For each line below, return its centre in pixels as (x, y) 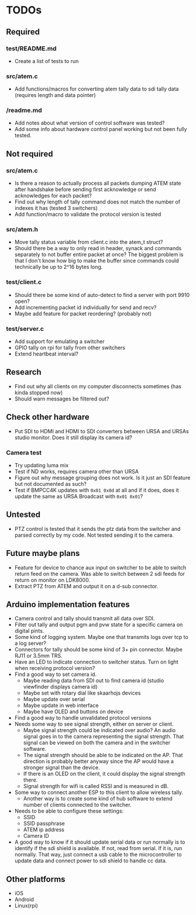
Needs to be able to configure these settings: (69, 811)
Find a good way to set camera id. (56, 674)
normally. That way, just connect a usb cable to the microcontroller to (98, 855)
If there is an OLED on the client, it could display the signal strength (104, 774)
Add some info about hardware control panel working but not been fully (101, 129)
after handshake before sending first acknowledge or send (85, 189)
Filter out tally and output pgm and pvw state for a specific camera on (99, 625)
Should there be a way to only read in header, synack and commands (98, 248)
